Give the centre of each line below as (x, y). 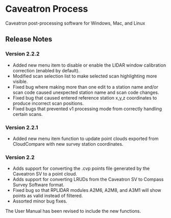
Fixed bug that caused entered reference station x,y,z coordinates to (85, 97)
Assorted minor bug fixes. (40, 201)
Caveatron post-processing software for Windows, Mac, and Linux (75, 23)
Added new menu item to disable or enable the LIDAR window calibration (89, 65)
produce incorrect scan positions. (48, 103)
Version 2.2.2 (22, 54)
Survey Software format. (39, 185)
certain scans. (28, 114)
